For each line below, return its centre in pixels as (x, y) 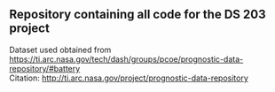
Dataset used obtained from (60, 50)
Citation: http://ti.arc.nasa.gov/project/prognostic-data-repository (129, 78)
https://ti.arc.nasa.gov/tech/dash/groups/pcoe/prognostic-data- (126, 59)
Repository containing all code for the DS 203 (137, 15)
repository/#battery (45, 68)
